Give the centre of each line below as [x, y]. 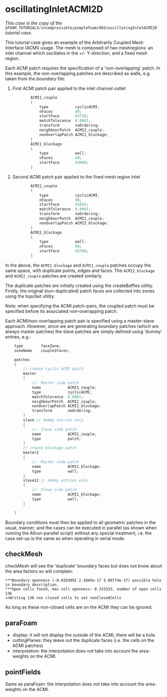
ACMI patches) [28, 645]
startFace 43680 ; [64, 163]
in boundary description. [32, 585]
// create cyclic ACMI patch [53, 369]
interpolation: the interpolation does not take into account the [75, 651]
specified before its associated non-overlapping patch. [62, 311]
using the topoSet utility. [30, 296]
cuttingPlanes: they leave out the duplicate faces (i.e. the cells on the [83, 640]
